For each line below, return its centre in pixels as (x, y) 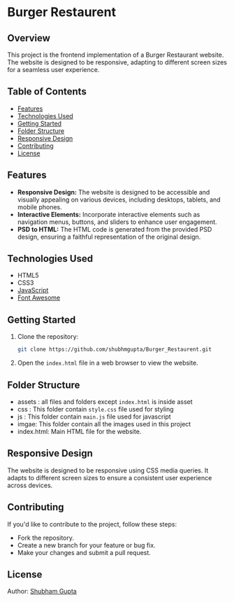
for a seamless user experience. (53, 70)
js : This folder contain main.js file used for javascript (94, 416)
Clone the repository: (48, 337)
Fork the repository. (46, 538)
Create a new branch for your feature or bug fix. (86, 545)
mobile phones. (40, 206)
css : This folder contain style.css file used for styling (95, 409)
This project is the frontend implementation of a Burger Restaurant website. (116, 55)
